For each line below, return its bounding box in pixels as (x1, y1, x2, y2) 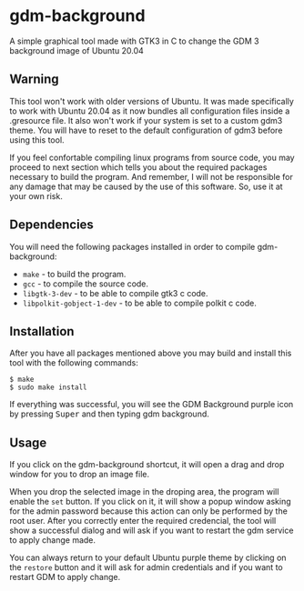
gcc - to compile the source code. (22, 278, 148, 289)
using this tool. (9, 134, 66, 145)
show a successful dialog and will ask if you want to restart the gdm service (9, 525, 294, 536)
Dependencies (9, 217, 94, 233)
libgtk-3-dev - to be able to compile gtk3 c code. (22, 287, 208, 298)
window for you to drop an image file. (9, 469, 150, 480)
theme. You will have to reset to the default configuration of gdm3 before (9, 125, 283, 135)
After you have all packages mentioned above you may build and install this (9, 347, 292, 359)
